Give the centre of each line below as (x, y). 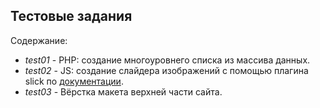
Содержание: (39, 40)
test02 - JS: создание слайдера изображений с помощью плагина (166, 70)
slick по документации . (74, 81)
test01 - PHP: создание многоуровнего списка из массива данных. (167, 60)
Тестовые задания (71, 16)
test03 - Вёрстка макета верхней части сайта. (123, 91)
